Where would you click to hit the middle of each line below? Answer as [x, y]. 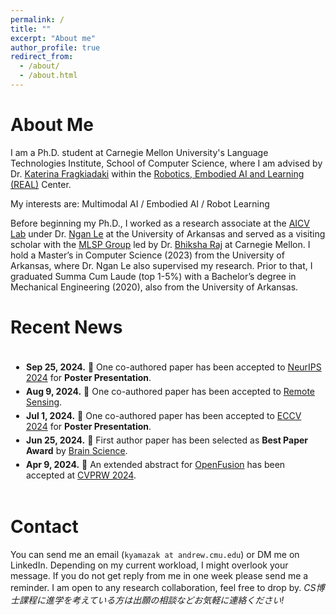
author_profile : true [55, 47]
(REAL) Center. [41, 184]
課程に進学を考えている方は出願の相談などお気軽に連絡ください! [151, 600]
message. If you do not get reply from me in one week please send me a [159, 575]
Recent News [66, 327]
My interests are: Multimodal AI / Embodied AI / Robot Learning [140, 203]
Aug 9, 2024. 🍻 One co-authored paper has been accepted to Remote [170, 391]
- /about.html [48, 76]
